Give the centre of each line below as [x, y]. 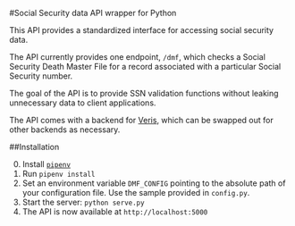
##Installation [34, 147]
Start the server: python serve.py [83, 202]
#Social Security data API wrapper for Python [93, 13]
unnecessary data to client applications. [83, 103]
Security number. [41, 76]
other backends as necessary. [65, 130]
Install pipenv [46, 164]
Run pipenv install [59, 174]
